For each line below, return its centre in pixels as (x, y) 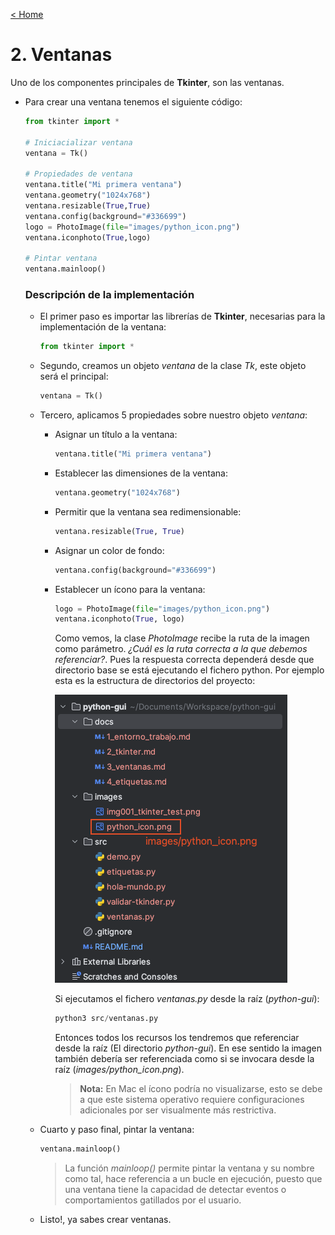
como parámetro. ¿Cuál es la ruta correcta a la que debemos (181, 649)
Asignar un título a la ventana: (116, 435)
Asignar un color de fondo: (109, 550)
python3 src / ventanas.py (106, 1019)
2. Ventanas (61, 55)
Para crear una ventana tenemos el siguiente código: (133, 101)
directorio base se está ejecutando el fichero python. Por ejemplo (189, 670)
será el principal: (74, 376)
